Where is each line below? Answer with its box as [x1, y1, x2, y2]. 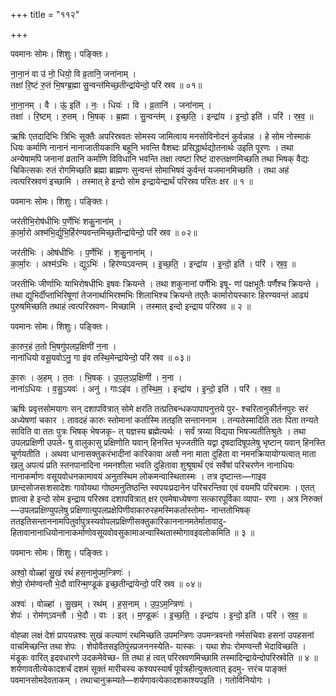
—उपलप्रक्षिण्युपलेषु [10, 504, 68, 516]
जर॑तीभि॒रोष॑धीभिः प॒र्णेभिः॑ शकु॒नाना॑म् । [10, 215, 123, 227]
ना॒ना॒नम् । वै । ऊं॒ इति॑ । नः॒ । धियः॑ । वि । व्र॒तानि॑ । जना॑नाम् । [10, 99, 212, 111]
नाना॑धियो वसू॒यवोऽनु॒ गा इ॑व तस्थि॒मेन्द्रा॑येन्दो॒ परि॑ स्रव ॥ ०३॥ [10, 352, 191, 363]
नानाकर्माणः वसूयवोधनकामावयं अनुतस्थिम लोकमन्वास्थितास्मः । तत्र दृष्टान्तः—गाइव [10, 470, 267, 482]
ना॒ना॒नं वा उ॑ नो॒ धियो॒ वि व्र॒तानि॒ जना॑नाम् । [10, 68, 137, 79]
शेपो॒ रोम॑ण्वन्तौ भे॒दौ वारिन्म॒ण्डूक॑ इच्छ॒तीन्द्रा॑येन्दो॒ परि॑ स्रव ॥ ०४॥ [10, 578, 202, 589]
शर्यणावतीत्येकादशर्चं [10, 663, 72, 674]
